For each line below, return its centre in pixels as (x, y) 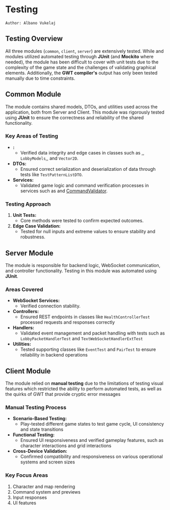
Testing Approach (28, 204)
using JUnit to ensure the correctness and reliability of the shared (75, 117)
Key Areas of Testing (32, 136)
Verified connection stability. (50, 306)
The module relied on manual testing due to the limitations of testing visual (84, 383)
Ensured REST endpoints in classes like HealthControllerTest (85, 317)
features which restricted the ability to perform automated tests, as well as (83, 389)
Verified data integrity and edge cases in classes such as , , (82, 152)
